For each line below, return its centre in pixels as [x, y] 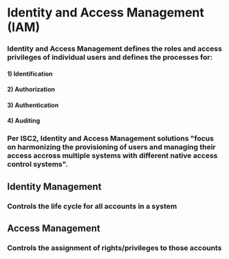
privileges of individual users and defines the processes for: [110, 58]
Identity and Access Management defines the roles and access [115, 49]
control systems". [38, 164]
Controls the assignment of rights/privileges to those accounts [115, 248]
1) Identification [30, 74]
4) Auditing [24, 121]
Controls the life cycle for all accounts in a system [92, 206]
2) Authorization [31, 89]
